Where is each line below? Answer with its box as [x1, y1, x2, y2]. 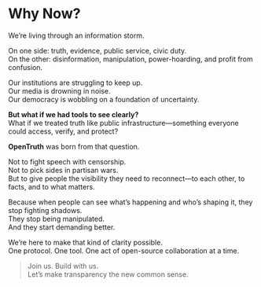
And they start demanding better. [8, 222, 116, 232]
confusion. [8, 62, 43, 72]
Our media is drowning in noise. [8, 86, 112, 95]
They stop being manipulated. [8, 214, 105, 223]
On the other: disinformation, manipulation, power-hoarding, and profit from [8, 54, 253, 64]
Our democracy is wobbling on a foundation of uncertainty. [8, 94, 200, 104]
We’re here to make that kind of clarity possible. [8, 237, 163, 247]
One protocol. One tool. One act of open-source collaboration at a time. [8, 245, 240, 256]
